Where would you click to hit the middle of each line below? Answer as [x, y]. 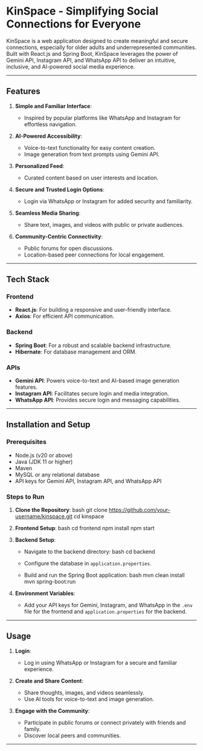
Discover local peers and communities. [72, 735]
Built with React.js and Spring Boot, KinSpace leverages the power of [92, 53]
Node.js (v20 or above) [44, 455]
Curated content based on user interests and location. [91, 178]
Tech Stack [28, 279]
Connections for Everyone [73, 24]
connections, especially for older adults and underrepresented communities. [101, 47]
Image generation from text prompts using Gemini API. [92, 154]
